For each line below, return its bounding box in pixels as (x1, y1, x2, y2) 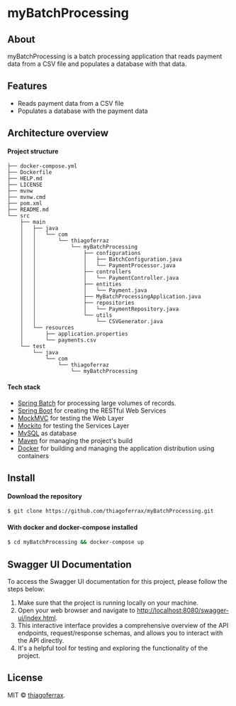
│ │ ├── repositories (20, 300, 135, 307)
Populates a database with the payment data (17, 107, 148, 115)
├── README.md (7, 206, 50, 214)
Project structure (7, 147, 59, 156)
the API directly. (17, 636, 64, 644)
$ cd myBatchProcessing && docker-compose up (7, 538, 144, 546)
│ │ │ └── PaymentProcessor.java (20, 262, 176, 269)
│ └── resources (20, 325, 74, 332)
